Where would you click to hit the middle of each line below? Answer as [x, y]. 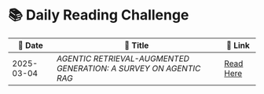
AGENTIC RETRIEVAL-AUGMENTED [123, 58]
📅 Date [30, 45]
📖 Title [137, 45]
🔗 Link [238, 45]
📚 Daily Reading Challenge [99, 15]
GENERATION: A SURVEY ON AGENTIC [128, 68]
